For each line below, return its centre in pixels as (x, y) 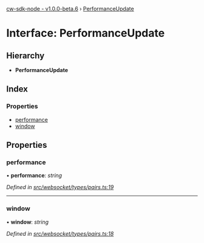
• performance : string (34, 176)
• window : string (27, 222)
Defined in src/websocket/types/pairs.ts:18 (60, 233)
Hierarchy (25, 55)
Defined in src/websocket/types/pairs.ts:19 (60, 187)
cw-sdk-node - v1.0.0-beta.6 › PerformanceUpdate (70, 9)
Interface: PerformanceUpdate (86, 33)
